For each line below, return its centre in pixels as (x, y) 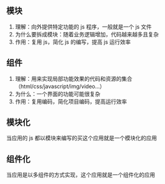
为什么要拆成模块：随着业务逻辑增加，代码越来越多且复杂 (87, 34)
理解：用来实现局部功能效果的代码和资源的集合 (73, 78)
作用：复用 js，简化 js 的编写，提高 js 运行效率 (73, 42)
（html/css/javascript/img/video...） (60, 86)
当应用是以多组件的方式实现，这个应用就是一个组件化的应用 (81, 175)
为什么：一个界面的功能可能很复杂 (58, 94)
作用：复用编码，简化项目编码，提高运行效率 (71, 101)
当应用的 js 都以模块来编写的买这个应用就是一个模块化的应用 (82, 138)
